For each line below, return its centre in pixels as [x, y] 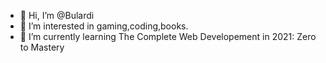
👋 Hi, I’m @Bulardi [57, 15]
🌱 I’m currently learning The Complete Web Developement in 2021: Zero [168, 36]
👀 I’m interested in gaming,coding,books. [104, 26]
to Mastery [42, 47]
